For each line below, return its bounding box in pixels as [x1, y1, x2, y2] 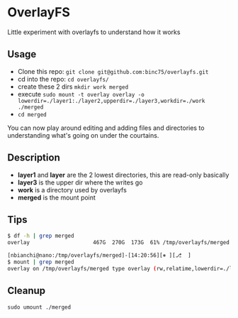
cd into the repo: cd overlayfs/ [17, 75, 109, 83]
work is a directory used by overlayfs [17, 185, 127, 194]
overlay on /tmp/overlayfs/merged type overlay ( [7, 265, 157, 272]
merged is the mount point [17, 193, 96, 202]
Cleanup [7, 285, 46, 297]
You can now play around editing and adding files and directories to [7, 124, 205, 132]
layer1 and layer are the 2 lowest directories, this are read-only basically [17, 170, 229, 179]
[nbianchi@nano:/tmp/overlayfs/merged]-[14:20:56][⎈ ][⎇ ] [7, 252, 191, 259]
